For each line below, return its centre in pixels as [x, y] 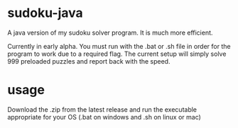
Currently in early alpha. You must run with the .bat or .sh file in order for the [119, 46]
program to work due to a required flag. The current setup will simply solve [117, 54]
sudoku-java [45, 13]
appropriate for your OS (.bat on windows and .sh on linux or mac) [104, 117]
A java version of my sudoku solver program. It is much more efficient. [110, 33]
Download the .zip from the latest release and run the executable [102, 109]
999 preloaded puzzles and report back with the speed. [89, 61]
